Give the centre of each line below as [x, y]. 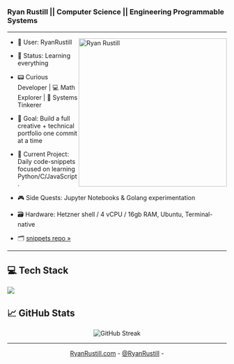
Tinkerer [29, 105]
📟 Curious [33, 77]
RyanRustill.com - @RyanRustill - [117, 353]
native [26, 225]
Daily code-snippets [46, 162]
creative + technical [46, 126]
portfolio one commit [47, 133]
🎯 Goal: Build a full [44, 119]
